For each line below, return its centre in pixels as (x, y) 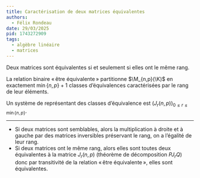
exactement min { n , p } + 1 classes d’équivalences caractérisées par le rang (97, 85)
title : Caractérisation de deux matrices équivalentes (76, 12)
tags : (13, 39)
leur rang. (26, 142)
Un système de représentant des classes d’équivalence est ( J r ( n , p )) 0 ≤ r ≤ (97, 104)
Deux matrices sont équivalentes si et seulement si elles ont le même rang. (98, 67)
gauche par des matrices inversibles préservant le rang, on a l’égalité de (103, 136)
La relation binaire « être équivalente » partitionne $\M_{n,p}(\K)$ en (90, 79)
